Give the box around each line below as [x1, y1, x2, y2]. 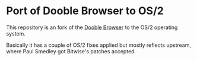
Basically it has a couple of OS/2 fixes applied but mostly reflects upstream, [6, 41, 192, 49]
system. [6, 30, 26, 37]
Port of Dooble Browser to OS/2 [6, 4, 164, 18]
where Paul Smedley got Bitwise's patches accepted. [6, 47, 136, 54]
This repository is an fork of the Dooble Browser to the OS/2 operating [6, 24, 178, 31]
